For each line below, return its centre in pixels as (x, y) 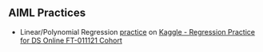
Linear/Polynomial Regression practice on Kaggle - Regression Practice (137, 32)
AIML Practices (47, 13)
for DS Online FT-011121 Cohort (71, 40)
